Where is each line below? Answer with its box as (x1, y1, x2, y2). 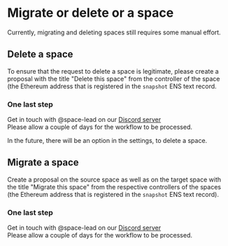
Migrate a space (7, 156, 79, 169)
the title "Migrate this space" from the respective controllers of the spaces (7, 182, 222, 191)
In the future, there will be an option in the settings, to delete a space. (7, 137, 208, 145)
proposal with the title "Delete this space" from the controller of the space (7, 74, 220, 83)
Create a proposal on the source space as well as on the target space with (7, 175, 222, 184)
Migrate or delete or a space (7, 5, 174, 21)
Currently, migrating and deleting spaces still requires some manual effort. (7, 28, 222, 36)
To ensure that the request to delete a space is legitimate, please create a (7, 67, 219, 75)
